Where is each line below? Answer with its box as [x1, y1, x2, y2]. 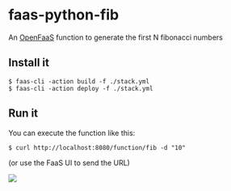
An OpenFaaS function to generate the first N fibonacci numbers [8, 32, 224, 42]
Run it [8, 107, 39, 121]
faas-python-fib [8, 6, 120, 24]
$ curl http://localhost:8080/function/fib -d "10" [8, 143, 186, 151]
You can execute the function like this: [8, 128, 136, 138]
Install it [8, 56, 50, 70]
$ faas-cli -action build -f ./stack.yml [8, 77, 150, 86]
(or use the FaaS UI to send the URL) [8, 158, 131, 168]
